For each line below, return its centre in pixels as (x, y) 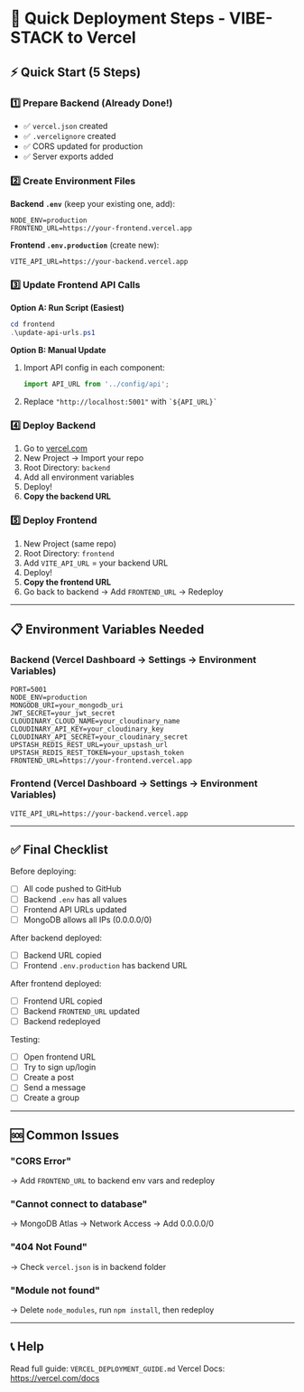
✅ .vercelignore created (69, 135)
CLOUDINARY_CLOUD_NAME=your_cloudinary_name (95, 722)
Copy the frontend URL (67, 582)
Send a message (55, 1088)
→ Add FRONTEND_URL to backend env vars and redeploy (113, 1181)
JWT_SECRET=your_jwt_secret (63, 714)
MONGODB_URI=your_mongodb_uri (67, 705)
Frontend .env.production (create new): (85, 245)
